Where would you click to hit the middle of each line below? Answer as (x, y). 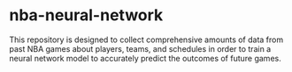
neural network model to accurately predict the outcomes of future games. (145, 58)
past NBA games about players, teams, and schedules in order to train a (140, 48)
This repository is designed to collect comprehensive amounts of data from (146, 40)
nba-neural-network (86, 15)
